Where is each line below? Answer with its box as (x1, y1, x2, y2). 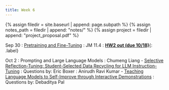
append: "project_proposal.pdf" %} (5, 32, 79, 38)
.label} (5, 47, 19, 53)
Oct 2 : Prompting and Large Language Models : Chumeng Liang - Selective (5, 57, 164, 64)
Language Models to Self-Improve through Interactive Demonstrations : (5, 73, 155, 79)
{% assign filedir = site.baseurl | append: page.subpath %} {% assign (5, 21, 151, 27)
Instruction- (132, 63, 157, 69)
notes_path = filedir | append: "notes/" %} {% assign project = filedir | (5, 26, 151, 33)
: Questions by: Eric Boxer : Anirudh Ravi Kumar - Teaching (20, 68, 144, 74)
